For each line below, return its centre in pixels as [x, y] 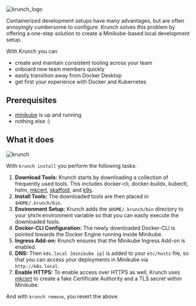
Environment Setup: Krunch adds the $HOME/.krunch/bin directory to [99, 209]
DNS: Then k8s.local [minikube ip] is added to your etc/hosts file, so [102, 253]
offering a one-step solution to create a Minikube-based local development [98, 33]
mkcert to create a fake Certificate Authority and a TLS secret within [98, 278]
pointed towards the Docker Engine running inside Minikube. [89, 234]
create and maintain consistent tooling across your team [83, 63]
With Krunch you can [32, 51]
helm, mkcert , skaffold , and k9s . [54, 190]
